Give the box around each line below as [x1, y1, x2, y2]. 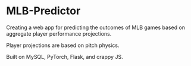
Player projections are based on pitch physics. [6, 42, 120, 49]
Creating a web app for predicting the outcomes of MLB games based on [6, 24, 186, 31]
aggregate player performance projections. [6, 30, 112, 37]
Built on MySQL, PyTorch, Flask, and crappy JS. [6, 53, 123, 60]
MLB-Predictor [6, 4, 81, 18]
